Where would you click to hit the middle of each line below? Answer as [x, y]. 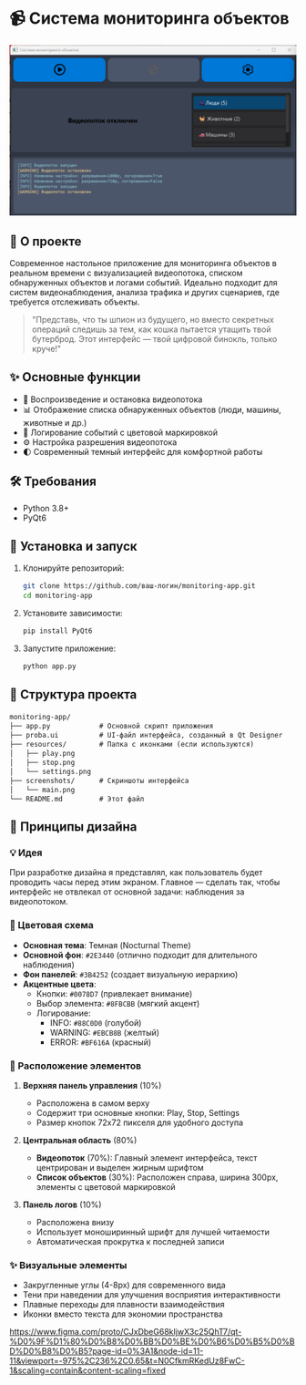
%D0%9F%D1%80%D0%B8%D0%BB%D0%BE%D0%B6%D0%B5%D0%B [152, 1341]
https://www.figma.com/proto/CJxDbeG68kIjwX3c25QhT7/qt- [126, 1332]
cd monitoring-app [57, 596]
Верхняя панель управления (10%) [92, 1086]
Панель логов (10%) [62, 1204]
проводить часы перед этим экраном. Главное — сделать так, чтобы [145, 883]
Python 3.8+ [46, 508]
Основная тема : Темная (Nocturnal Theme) [107, 945]
